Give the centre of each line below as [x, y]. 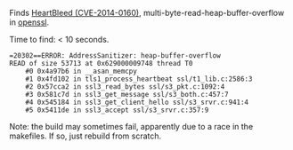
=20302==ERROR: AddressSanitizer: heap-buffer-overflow [115, 56]
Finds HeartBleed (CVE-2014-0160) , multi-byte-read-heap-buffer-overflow [147, 13]
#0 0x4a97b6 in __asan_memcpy [81, 71]
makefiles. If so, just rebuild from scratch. [85, 136]
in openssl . [29, 22]
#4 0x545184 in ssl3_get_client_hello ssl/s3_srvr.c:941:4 [137, 102]
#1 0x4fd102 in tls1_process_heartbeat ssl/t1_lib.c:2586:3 [139, 79]
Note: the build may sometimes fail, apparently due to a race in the [131, 126]
